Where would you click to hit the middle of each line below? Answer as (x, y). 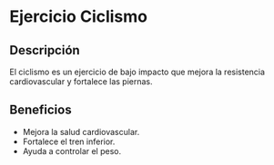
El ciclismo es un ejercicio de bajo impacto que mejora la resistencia (137, 72)
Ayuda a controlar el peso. (72, 150)
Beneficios (41, 110)
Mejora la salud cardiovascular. (81, 131)
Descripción (45, 50)
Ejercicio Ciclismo (79, 17)
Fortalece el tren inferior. (69, 141)
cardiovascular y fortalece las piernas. (81, 82)
